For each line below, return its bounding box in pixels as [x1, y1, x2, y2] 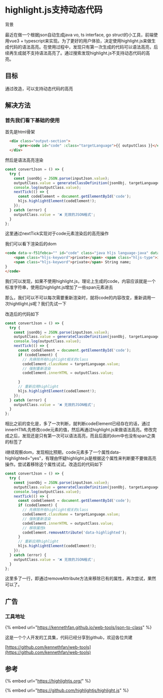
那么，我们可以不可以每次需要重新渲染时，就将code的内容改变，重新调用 [5, 294, 151, 300]
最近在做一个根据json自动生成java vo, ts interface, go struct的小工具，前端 [5, 32, 154, 37]
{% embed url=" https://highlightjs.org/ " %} [5, 678, 91, 684]
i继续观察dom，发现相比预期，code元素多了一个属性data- [5, 449, 121, 455]
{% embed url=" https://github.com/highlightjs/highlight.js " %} [5, 687, 129, 693]
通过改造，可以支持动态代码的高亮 [5, 86, 73, 92]
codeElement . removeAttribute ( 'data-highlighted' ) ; [22, 530, 127, 535]
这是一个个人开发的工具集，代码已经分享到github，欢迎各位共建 [5, 635, 132, 641]
